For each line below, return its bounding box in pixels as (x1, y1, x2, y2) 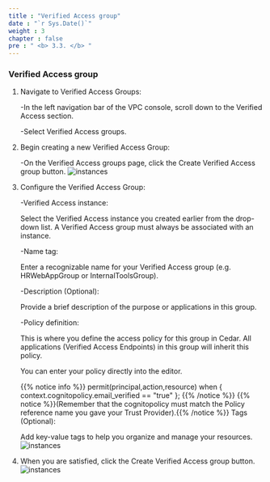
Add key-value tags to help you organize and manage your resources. (19, 432, 253, 442)
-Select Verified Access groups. (19, 127, 127, 137)
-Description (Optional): (19, 286, 99, 296)
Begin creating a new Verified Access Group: (19, 142, 171, 152)
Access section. (19, 111, 74, 121)
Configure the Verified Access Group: (19, 183, 146, 192)
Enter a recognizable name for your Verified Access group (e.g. (19, 262, 232, 272)
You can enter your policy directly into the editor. (19, 366, 183, 376)
